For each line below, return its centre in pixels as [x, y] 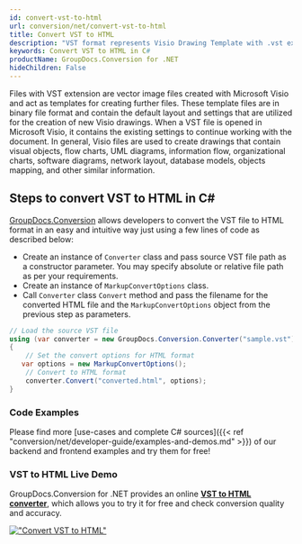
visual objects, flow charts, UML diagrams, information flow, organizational [147, 150]
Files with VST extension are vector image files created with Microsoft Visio [149, 93]
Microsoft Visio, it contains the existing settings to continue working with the [151, 131]
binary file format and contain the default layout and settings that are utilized [151, 113]
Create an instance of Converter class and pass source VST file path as [154, 257]
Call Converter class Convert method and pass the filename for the [145, 295]
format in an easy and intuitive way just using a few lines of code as [135, 230]
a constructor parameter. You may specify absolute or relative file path [153, 266]
